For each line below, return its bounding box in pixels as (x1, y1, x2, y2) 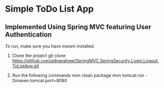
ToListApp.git (12, 63, 39, 69)
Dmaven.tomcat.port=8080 (12, 78, 67, 83)
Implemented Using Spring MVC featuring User (5, 23, 151, 31)
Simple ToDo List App (5, 3, 94, 15)
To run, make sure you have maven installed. (5, 43, 95, 49)
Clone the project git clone (12, 53, 66, 58)
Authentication (5, 30, 52, 38)
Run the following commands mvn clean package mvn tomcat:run (12, 72, 144, 78)
